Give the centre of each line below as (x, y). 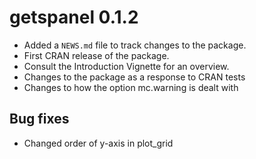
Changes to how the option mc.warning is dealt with (131, 87)
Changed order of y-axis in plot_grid (98, 143)
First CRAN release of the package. (96, 55)
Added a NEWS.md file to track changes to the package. (135, 45)
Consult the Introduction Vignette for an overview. (126, 66)
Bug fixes (39, 119)
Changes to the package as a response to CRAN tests (134, 77)
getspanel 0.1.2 (74, 17)
